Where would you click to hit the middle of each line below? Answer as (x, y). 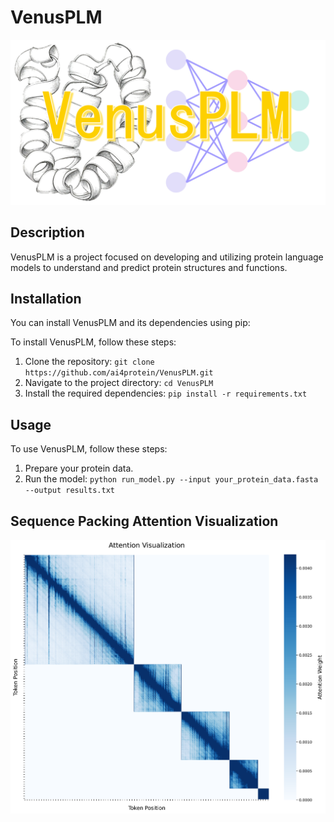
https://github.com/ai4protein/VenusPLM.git (119, 373)
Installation (46, 298)
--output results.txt (69, 491)
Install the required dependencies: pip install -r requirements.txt (166, 393)
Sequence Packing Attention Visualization (144, 521)
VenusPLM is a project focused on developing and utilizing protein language (167, 257)
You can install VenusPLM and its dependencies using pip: (130, 323)
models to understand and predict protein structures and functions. (149, 267)
